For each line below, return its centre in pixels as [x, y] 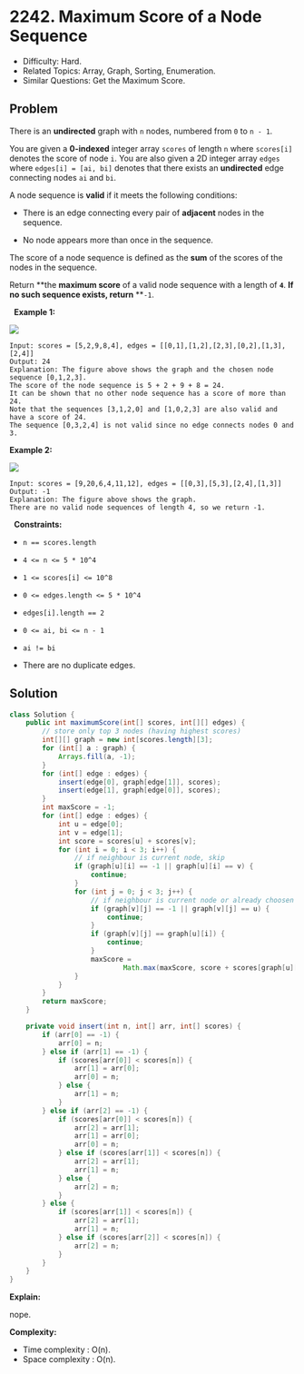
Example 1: [34, 311]
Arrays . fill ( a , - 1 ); [97, 756]
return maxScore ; [74, 1002]
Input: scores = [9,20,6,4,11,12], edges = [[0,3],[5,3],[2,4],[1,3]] [146, 483]
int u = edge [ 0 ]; [91, 824]
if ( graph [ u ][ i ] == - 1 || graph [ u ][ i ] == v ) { [164, 866]
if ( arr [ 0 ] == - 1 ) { [81, 1034]
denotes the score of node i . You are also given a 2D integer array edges [145, 158]
